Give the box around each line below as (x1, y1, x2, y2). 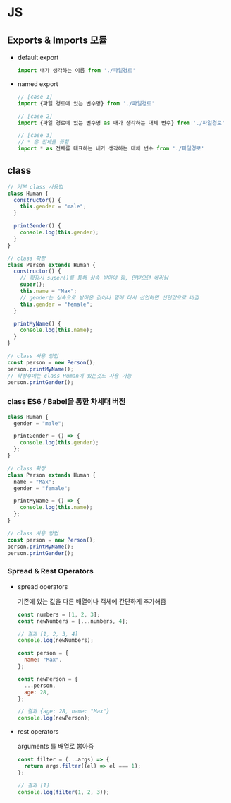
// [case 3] (17, 132, 53, 139)
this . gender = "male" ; (20, 203, 87, 210)
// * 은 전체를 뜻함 (17, 138, 69, 145)
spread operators (17, 582, 68, 590)
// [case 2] (17, 112, 53, 120)
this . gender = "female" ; (20, 301, 93, 308)
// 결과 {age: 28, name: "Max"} (17, 708, 110, 715)
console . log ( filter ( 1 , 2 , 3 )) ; (17, 788, 110, 795)
